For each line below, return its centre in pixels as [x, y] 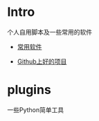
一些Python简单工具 [36, 110]
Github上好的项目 [42, 61]
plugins [29, 90]
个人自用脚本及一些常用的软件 [49, 32]
